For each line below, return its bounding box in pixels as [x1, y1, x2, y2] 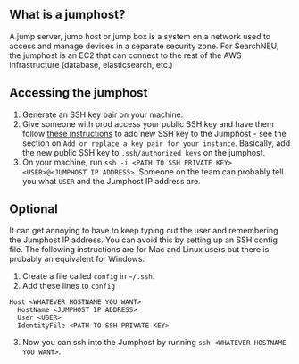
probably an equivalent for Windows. [9, 254, 145, 265]
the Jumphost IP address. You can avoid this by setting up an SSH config [9, 234, 278, 245]
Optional [9, 201, 58, 217]
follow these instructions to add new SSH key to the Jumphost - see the [21, 128, 287, 139]
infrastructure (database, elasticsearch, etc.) [9, 59, 173, 70]
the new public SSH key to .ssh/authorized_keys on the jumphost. [21, 147, 266, 157]
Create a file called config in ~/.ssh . [21, 271, 155, 282]
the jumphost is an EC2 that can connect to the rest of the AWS [9, 49, 242, 61]
